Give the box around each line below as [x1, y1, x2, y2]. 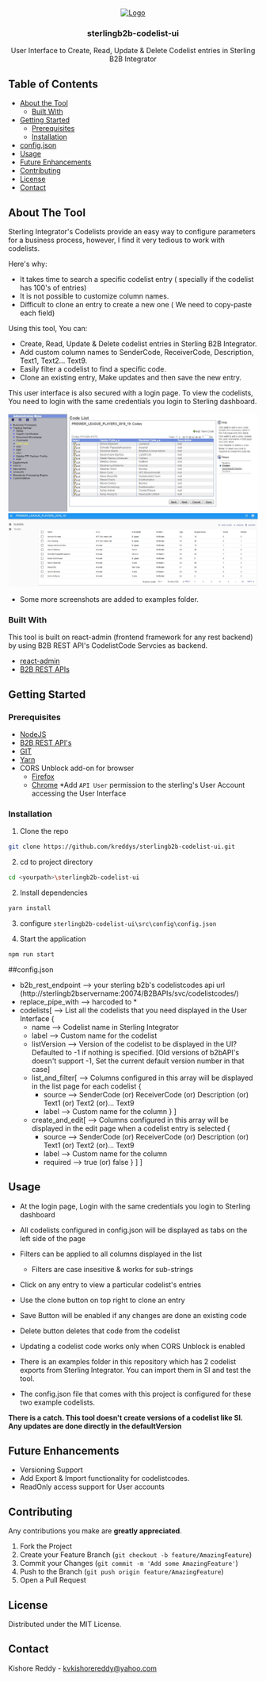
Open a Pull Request [19, 1575, 87, 1585]
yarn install [8, 904, 51, 912]
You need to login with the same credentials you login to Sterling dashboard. [8, 396, 257, 406]
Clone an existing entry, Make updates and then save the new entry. [19, 372, 242, 382]
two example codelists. [19, 1398, 95, 1407]
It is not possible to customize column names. [19, 291, 169, 301]
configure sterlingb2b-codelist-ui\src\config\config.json [19, 918, 217, 928]
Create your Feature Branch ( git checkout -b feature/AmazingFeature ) [19, 1550, 253, 1560]
